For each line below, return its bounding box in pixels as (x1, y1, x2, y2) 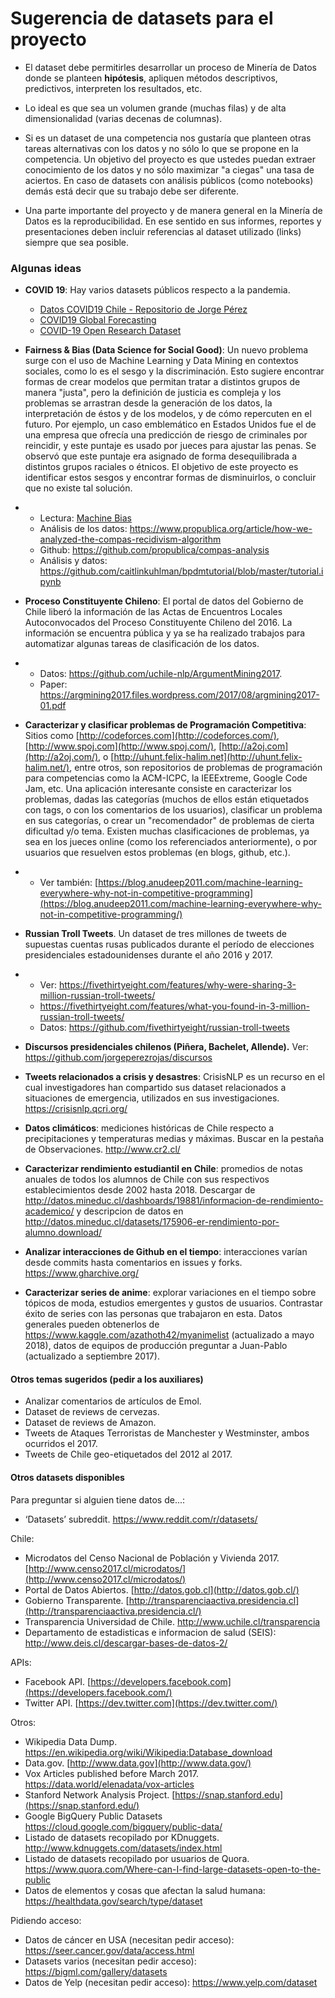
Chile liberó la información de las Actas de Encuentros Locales (24, 606, 283, 618)
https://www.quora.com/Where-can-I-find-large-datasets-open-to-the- (24, 1863, 322, 1875)
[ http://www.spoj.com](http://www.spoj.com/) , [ (24, 740, 223, 752)
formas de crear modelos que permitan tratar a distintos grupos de (24, 376, 301, 388)
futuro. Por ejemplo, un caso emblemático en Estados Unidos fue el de (24, 418, 317, 431)
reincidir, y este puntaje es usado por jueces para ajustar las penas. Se (24, 440, 317, 452)
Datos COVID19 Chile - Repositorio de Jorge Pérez (39, 303, 248, 316)
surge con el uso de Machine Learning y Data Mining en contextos (24, 355, 299, 367)
